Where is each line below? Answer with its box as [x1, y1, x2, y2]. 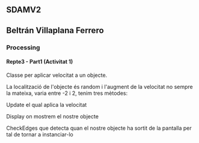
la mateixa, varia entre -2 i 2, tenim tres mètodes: [6, 90, 128, 97]
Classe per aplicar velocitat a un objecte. [6, 71, 108, 79]
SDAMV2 [6, 5, 41, 15]
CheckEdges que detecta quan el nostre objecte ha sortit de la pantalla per [6, 124, 192, 132]
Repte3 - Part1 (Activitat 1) [6, 58, 73, 65]
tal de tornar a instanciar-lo [6, 130, 74, 138]
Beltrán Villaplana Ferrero [6, 25, 104, 35]
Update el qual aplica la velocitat [6, 101, 87, 108]
